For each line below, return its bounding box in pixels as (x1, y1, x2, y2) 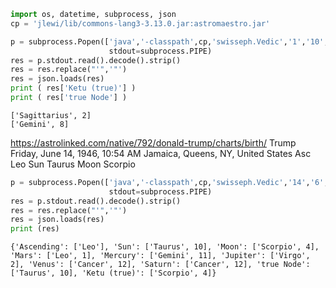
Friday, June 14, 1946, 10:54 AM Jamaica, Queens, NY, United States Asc (10, 147, 312, 159)
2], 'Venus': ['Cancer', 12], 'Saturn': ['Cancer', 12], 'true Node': (10, 260, 311, 270)
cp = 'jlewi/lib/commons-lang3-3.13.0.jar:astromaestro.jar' (10, 18, 271, 29)
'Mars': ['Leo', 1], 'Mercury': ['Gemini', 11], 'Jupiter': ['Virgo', (10, 251, 311, 261)
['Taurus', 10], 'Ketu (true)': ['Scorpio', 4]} (10, 268, 217, 279)
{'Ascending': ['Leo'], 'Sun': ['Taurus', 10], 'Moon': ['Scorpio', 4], (10, 242, 320, 252)
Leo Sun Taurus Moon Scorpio (10, 158, 136, 170)
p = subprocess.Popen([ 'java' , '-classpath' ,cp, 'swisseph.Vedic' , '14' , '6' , (10, 177, 329, 187)
